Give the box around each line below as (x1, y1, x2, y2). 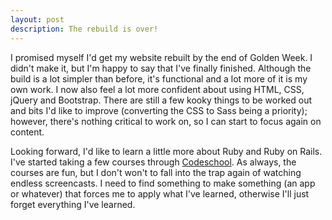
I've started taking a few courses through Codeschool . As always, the (10, 156, 297, 168)
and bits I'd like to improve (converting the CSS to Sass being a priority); (10, 104, 308, 116)
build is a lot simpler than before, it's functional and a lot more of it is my (10, 72, 308, 85)
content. (10, 126, 45, 138)
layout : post (10, 14, 65, 25)
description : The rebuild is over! (10, 24, 159, 34)
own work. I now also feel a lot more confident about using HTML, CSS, (10, 83, 305, 95)
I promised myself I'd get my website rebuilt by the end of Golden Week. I (10, 51, 313, 63)
